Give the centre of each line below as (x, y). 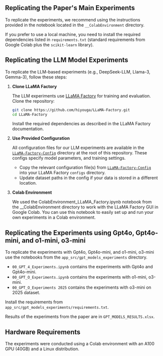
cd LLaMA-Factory (30, 114)
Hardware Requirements (43, 332)
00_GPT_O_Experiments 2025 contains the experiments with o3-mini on (82, 287)
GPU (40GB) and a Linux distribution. (42, 349)
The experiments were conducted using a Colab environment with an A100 (80, 344)
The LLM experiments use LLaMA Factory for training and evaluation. (81, 96)
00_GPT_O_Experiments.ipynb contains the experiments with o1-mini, (80, 277)
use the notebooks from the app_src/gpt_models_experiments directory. (76, 257)
